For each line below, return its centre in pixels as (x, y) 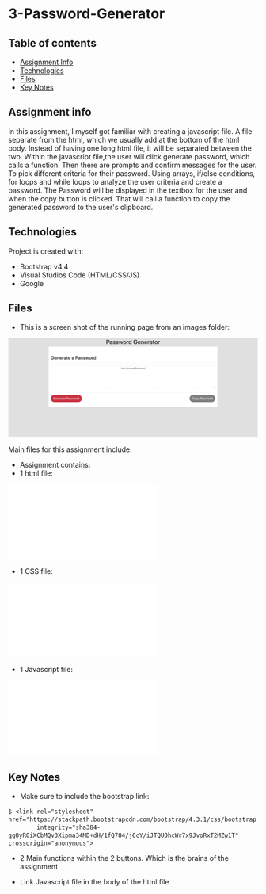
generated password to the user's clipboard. (81, 207)
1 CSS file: (36, 571)
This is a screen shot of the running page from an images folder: (124, 327)
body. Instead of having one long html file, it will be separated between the (130, 148)
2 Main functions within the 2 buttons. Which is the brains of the (124, 858)
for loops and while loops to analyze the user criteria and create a (115, 181)
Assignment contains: (55, 465)
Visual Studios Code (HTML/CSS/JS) (80, 275)
